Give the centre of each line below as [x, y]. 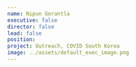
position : [22, 40]
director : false [31, 27]
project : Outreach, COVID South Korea [63, 46]
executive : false [32, 20]
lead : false [24, 33]
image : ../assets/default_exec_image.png [68, 53]
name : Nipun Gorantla [39, 14]
